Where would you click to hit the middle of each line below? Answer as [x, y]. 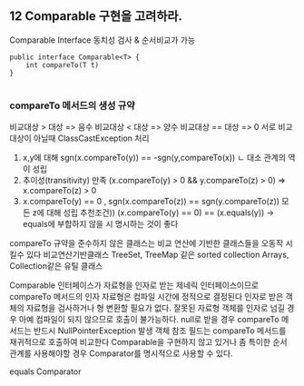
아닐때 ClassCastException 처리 [91, 138]
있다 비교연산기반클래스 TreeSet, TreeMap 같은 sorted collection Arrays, [157, 255]
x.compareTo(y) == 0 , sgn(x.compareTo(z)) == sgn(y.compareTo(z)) [151, 202]
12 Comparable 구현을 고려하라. [96, 16]
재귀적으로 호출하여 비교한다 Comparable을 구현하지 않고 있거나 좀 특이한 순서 [148, 342]
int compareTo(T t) [63, 65]
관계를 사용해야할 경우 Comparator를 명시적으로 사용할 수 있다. [121, 353]
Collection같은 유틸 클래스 [56, 266]
